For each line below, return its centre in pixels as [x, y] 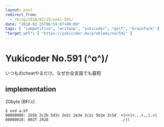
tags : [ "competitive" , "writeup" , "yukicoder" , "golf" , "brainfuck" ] [83, 29]
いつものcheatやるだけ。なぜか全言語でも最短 [53, 73]
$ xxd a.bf [17, 111]
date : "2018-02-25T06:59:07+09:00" [43, 24]
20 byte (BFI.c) [20, 101]
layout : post [19, 10]
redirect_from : [21, 15]
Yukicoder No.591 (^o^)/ [57, 58]
